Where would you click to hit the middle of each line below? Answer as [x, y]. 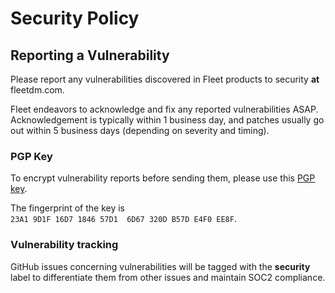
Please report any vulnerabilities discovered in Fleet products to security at [165, 79]
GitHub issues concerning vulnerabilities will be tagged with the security [160, 266]
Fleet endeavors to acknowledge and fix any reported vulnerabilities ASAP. [164, 109]
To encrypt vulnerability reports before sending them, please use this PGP [163, 178]
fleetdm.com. [37, 90]
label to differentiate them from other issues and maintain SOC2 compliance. [168, 277]
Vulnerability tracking [64, 245]
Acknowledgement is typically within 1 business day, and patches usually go [167, 120]
